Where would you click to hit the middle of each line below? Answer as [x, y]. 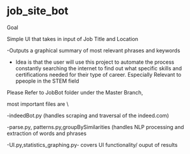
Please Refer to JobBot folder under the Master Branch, [75, 92]
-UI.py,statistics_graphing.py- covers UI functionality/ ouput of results [92, 144]
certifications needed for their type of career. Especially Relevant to [98, 74]
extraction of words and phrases [47, 133]
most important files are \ [38, 104]
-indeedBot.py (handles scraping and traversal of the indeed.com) [88, 115]
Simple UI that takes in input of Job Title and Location [73, 39]
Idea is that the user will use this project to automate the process [95, 62]
